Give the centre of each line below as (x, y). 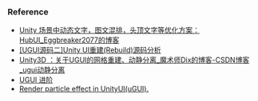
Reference (28, 12)
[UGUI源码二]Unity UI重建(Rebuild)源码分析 (90, 50)
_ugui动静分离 (42, 70)
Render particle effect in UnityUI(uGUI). (84, 89)
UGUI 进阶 (36, 80)
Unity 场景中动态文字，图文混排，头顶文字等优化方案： (109, 30)
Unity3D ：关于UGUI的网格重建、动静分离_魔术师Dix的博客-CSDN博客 (134, 60)
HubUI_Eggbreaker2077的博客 (69, 40)
